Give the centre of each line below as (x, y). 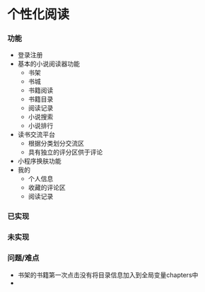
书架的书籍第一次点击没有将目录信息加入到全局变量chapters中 (108, 275)
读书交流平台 (36, 134)
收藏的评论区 (47, 187)
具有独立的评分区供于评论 (65, 152)
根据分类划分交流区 (56, 144)
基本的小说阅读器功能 (48, 64)
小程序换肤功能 (39, 161)
